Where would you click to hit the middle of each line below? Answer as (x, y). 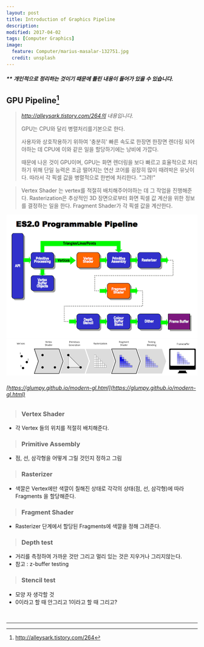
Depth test (37, 542)
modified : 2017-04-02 (34, 32)
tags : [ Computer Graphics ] (40, 39)
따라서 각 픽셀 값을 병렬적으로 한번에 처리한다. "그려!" (93, 177)
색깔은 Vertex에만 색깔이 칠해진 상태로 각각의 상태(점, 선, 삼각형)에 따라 (99, 488)
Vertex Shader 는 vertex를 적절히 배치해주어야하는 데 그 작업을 (96, 191)
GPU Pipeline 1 (33, 99)
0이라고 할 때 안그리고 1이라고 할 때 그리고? (66, 602)
